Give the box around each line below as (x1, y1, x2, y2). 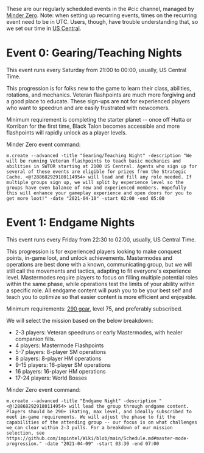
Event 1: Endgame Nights (6, 216, 135, 230)
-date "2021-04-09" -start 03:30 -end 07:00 (44, 440, 160, 447)
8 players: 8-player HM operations (15, 355, 102, 362)
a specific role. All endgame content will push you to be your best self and (6, 287, 192, 294)
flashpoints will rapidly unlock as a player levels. (6, 128, 127, 136)
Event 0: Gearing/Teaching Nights (6, 46, 183, 60)
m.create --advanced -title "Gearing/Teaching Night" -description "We (6, 152, 192, 158)
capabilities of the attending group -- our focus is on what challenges (6, 419, 198, 425)
